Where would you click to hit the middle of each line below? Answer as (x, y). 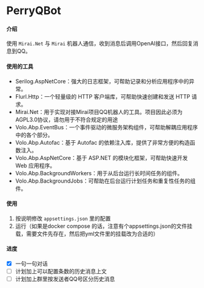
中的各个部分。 (34, 135)
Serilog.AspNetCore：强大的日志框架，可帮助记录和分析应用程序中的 (102, 81)
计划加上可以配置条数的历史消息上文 (61, 271)
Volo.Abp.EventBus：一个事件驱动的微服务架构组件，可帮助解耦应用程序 (106, 127)
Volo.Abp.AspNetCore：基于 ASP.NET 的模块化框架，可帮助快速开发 (101, 157)
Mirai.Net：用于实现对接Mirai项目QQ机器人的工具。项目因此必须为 (99, 112)
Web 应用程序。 (35, 165)
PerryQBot (34, 11)
